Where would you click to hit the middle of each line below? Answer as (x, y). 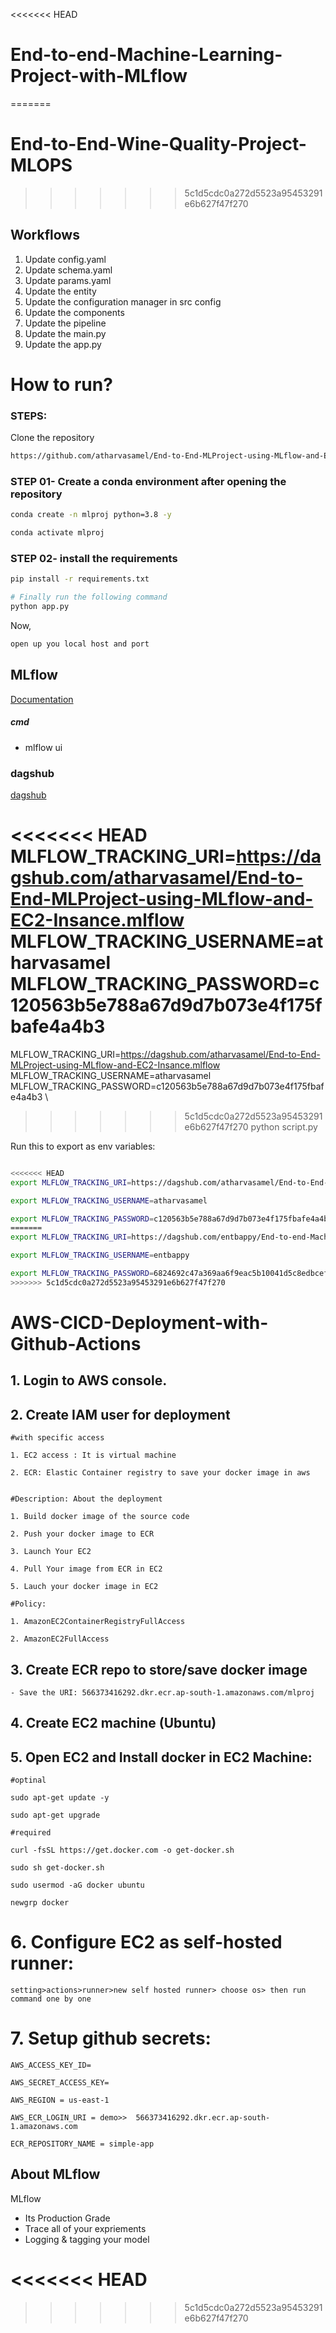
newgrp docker (40, 1903)
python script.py (284, 1126)
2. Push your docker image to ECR (82, 1534)
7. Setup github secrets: (111, 2038)
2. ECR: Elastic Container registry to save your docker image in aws (160, 1473)
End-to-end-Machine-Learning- (146, 55)
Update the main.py (65, 333)
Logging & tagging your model (87, 2239)
